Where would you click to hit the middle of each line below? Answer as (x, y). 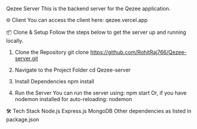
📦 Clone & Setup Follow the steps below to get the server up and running (96, 32)
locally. (15, 41)
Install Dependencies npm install (54, 81)
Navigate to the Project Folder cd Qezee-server (73, 70)
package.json (23, 120)
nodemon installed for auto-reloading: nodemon (73, 99)
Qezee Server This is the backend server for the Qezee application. (88, 9)
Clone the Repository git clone (52, 52)
